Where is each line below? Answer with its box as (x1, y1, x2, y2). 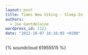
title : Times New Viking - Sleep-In (5, 12, 83, 17)
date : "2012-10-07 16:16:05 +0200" (5, 31, 81, 36)
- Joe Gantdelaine (10, 21, 49, 27)
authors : (5, 17, 24, 22)
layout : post (5, 7, 33, 13)
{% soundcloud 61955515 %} (5, 45, 66, 50)
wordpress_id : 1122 (5, 26, 47, 31)
